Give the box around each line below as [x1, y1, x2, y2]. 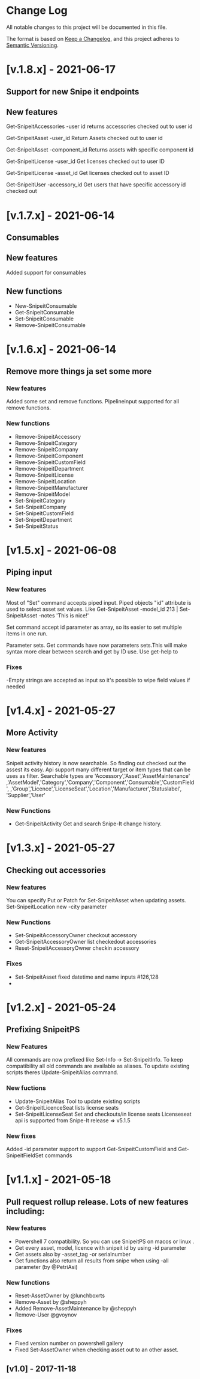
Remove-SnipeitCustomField [14, 458, 86, 466]
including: [6, 1206, 45, 1216]
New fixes [6, 1131, 36, 1140]
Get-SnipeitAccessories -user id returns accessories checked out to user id [6, 123, 193, 130]
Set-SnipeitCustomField [14, 509, 74, 517]
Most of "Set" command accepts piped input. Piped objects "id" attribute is [6, 599, 192, 606]
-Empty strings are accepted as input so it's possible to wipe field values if [6, 676, 190, 683]
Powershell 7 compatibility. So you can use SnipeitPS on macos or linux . [14, 1238, 195, 1245]
